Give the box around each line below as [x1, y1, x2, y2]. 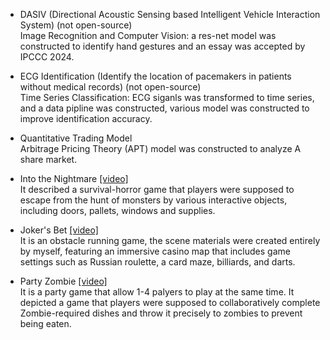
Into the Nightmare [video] [19, 173, 129, 184]
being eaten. [19, 318, 72, 329]
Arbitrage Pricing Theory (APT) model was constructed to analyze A [19, 143, 302, 154]
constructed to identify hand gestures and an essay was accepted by [19, 40, 306, 52]
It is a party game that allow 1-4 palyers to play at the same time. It [19, 286, 295, 298]
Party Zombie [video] [19, 275, 108, 287]
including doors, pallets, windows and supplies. [19, 205, 216, 216]
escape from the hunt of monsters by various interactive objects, [19, 194, 288, 206]
